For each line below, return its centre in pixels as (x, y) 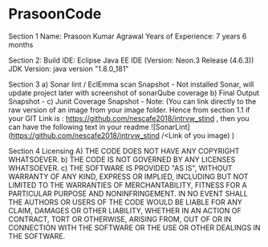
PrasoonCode (55, 14)
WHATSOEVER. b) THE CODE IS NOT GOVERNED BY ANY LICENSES (122, 159)
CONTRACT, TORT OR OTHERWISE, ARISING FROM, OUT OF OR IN (120, 219)
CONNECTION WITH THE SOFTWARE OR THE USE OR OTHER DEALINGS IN (134, 227)
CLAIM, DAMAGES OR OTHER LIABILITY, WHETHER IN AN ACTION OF (125, 210)
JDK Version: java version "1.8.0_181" (69, 68)
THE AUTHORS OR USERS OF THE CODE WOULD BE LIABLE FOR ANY (125, 202)
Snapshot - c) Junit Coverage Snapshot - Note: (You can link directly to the (132, 101)
